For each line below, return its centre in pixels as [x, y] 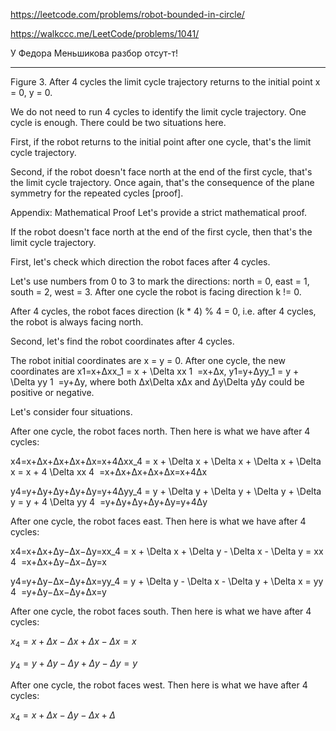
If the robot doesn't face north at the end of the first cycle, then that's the [161, 232]
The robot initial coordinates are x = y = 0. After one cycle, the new [148, 360]
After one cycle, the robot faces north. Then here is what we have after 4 [160, 431]
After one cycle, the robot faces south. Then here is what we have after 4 [161, 611]
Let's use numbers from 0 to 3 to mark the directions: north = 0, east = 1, [160, 281]
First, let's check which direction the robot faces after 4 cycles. [140, 262]
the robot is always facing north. [77, 322]
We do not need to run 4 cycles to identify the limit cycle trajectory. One [158, 112]
